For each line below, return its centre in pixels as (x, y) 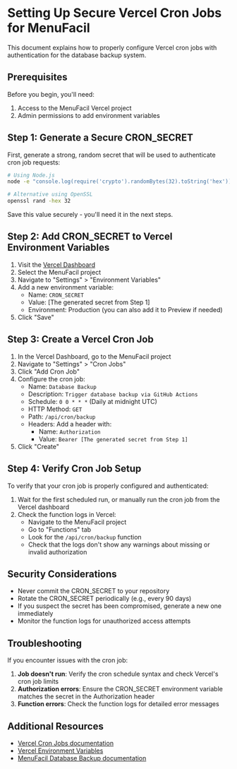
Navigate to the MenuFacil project (77, 522)
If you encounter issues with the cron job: (68, 660)
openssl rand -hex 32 (39, 201)
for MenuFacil (49, 28)
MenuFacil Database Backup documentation (82, 758)
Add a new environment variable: (66, 287)
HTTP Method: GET (55, 409)
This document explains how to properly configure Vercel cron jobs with (112, 47)
